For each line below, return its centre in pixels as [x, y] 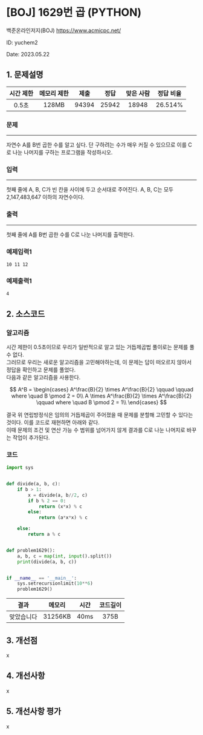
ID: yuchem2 [22, 42]
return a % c [44, 534]
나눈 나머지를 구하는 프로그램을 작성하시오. [63, 153]
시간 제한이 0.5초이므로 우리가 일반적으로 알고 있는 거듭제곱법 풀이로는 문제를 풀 [100, 347]
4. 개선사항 [26, 676]
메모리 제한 [54, 93]
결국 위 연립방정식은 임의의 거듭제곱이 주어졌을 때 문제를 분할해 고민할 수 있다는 [100, 414]
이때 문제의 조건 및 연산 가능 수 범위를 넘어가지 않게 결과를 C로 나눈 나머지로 [96, 430]
